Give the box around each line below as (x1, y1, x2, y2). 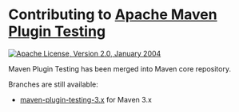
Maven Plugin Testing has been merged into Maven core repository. (8, 64, 232, 73)
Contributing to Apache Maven (8, 6, 217, 24)
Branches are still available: (8, 79, 98, 89)
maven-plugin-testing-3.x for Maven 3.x (19, 95, 152, 104)
